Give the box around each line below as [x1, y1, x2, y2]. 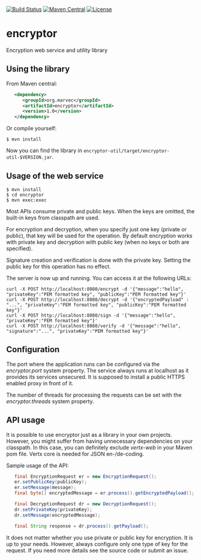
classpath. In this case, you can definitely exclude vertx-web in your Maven [6, 443, 193, 451]
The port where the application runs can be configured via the [6, 361, 160, 368]
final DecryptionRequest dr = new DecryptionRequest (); [14, 501, 157, 507]
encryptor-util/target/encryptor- [83, 148, 170, 154]
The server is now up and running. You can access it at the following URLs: [6, 274, 192, 282]
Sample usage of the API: [6, 461, 69, 469]
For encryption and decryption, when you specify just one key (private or [6, 225, 187, 233]
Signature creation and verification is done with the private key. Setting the [6, 256, 191, 264]
